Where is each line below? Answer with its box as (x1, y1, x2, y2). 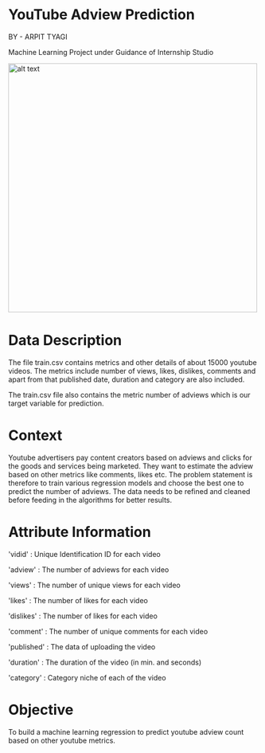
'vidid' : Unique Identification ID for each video (8, 549, 161, 559)
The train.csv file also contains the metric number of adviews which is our (8, 390, 251, 399)
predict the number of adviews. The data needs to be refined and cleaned (8, 486, 251, 496)
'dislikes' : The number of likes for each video (8, 611, 158, 621)
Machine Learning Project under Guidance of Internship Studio (8, 47, 214, 57)
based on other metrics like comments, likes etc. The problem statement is (8, 469, 253, 479)
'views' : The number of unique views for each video (8, 580, 181, 590)
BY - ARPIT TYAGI (8, 32, 68, 41)
